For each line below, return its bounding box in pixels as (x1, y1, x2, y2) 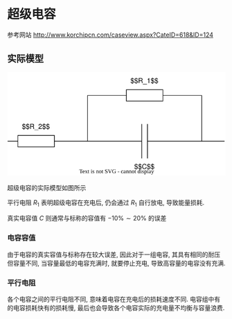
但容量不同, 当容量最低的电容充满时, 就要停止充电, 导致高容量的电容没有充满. (7, 259, 226, 267)
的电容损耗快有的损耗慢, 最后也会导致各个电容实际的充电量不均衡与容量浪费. (7, 303, 225, 312)
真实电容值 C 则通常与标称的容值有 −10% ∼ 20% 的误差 (7, 214, 167, 223)
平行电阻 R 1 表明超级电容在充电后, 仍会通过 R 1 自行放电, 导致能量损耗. (7, 198, 205, 208)
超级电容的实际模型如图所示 (7, 183, 87, 191)
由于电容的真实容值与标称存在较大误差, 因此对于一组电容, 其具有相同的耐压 (7, 250, 220, 259)
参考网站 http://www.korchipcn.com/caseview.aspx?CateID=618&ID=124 (7, 31, 213, 39)
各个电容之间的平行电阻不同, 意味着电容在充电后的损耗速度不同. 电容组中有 (7, 295, 220, 303)
